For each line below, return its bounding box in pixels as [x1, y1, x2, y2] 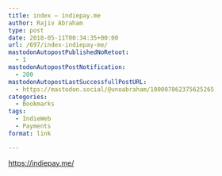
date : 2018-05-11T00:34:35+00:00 [8, 33, 119, 42]
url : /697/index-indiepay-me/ [8, 41, 109, 49]
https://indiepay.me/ [8, 158, 75, 167]
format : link [8, 129, 52, 137]
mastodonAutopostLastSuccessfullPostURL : [8, 78, 147, 86]
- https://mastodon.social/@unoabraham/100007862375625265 [15, 85, 215, 94]
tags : [8, 108, 26, 116]
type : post [8, 26, 44, 34]
